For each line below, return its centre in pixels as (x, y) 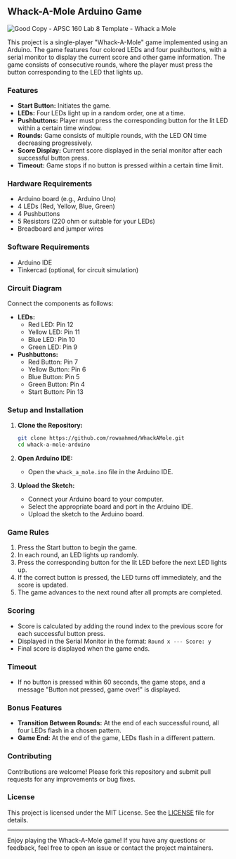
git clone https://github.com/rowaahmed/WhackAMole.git (101, 438)
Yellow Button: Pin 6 (57, 369)
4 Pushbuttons (39, 214)
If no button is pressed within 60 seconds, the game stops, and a (111, 682)
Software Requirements (48, 247)
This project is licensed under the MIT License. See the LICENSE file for (111, 813)
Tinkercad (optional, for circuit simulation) (78, 269)
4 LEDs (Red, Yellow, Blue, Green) (66, 206)
